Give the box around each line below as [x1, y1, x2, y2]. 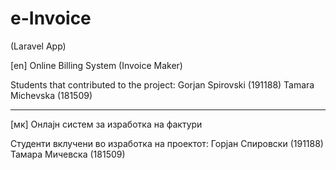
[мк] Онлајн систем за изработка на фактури [10, 118, 203, 130]
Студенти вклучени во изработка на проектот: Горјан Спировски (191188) [10, 137, 324, 149]
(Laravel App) [10, 40, 67, 52]
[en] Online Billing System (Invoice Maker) [10, 59, 183, 71]
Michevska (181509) [10, 89, 93, 101]
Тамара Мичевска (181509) [10, 148, 126, 160]
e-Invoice [10, 7, 92, 30]
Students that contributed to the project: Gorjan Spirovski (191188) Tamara [10, 78, 315, 91]
